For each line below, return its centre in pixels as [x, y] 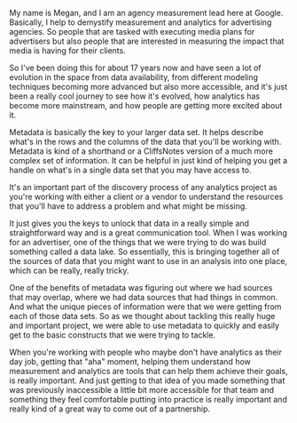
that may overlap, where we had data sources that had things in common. [144, 297]
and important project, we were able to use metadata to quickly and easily [145, 325]
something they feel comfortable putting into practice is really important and [148, 399]
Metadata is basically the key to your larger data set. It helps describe [137, 132]
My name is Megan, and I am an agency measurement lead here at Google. [146, 13]
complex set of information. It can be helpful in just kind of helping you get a [148, 160]
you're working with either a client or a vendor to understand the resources [146, 196]
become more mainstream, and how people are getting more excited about [146, 105]
